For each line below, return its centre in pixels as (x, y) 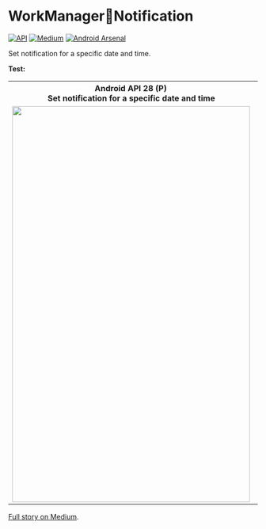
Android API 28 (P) (131, 88)
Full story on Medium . (44, 516)
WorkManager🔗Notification (101, 16)
